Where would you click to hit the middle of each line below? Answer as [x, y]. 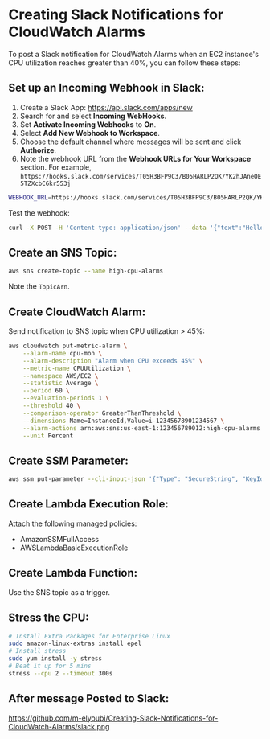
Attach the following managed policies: [73, 523]
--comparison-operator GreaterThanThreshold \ [102, 413]
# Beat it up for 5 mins [50, 666]
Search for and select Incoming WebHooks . [93, 116]
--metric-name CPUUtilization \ [77, 368]
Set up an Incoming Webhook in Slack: [106, 88]
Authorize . [38, 150]
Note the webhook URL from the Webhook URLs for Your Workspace [135, 158]
